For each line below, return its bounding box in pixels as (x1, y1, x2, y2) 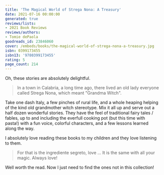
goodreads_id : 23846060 (5, 39, 54, 44)
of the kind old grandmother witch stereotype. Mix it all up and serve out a (5, 105, 155, 111)
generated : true (5, 16, 38, 21)
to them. (5, 140, 22, 146)
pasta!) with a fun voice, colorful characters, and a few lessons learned (5, 121, 149, 126)
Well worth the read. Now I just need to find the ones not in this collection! (5, 165, 154, 171)
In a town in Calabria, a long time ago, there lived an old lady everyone (17, 85, 159, 91)
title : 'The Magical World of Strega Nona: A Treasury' (5, 7, 121, 12)
